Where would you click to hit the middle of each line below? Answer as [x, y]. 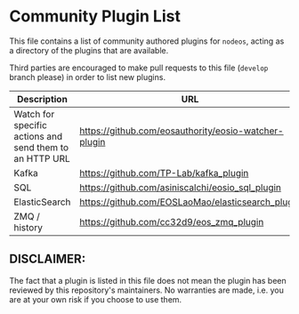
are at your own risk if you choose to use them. [96, 299]
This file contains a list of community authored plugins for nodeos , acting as [147, 41]
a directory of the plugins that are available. [89, 50]
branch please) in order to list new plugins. [88, 76]
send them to [41, 147]
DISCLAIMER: [48, 259]
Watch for [34, 114]
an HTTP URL [42, 158]
